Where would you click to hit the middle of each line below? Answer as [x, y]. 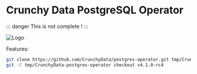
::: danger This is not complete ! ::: [47, 26]
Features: [18, 49]
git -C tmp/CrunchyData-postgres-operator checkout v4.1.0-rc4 [85, 65]
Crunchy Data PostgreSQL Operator [95, 10]
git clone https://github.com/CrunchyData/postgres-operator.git [87, 59]
